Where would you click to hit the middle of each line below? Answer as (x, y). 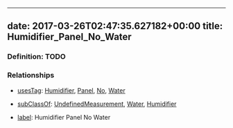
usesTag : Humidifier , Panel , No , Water (71, 90)
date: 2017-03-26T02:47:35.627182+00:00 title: (115, 26)
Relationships (31, 75)
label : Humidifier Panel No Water (64, 117)
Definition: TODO (36, 57)
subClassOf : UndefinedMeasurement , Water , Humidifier (97, 104)
